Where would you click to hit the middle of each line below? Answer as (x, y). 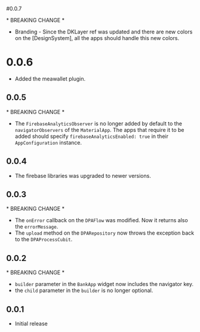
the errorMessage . (36, 227)
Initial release (31, 324)
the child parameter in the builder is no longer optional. (84, 290)
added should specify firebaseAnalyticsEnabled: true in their (92, 136)
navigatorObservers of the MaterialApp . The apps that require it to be (99, 130)
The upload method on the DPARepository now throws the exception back (104, 233)
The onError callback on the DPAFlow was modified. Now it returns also (101, 220)
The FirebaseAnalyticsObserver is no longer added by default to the (99, 123)
